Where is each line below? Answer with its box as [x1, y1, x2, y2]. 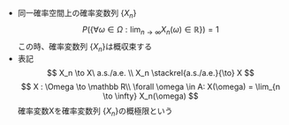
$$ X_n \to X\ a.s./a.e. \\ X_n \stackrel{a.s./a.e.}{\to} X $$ [47, 68, 255, 78]
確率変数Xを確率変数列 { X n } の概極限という [17, 106, 173, 119]
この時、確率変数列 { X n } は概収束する [17, 40, 153, 54]
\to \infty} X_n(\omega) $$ [103, 91, 199, 101]
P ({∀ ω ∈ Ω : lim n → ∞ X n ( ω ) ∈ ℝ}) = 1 [82, 24, 219, 37]
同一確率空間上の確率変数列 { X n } [17, 8, 137, 20]
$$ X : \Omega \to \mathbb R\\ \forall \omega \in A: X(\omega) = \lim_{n [20, 82, 281, 92]
